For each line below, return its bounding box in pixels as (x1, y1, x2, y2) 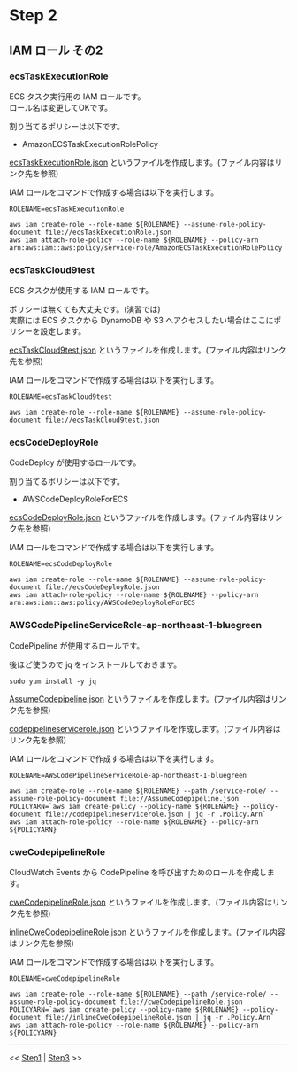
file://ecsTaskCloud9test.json (44, 416, 161, 425)
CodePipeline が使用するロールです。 (9, 640, 145, 651)
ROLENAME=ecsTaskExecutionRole (9, 205, 125, 214)
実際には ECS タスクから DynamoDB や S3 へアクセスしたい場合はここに (9, 315, 274, 326)
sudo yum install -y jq (9, 677, 97, 686)
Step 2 (9, 5, 57, 26)
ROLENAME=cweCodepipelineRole (9, 975, 121, 983)
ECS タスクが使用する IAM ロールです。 (9, 285, 154, 296)
